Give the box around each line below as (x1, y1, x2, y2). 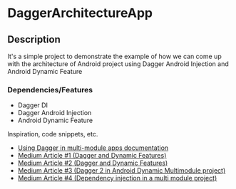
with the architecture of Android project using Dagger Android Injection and (7, 60, 230, 68)
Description (7, 33, 61, 45)
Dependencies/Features (7, 85, 93, 94)
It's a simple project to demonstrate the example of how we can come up (7, 52, 222, 60)
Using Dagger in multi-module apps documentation (17, 144, 169, 152)
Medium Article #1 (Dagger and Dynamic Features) (17, 151, 167, 160)
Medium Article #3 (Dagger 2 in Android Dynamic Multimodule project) (17, 166, 226, 175)
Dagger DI (17, 101, 48, 109)
